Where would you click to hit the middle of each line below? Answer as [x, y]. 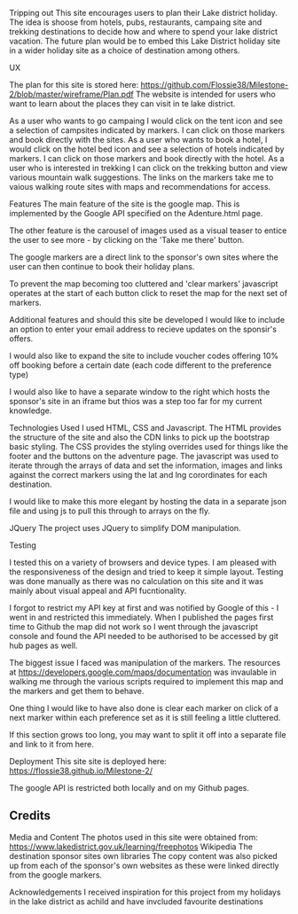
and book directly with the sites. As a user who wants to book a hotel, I [138, 140]
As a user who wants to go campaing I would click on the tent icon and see [146, 121]
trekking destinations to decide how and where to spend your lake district [143, 31]
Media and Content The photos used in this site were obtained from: [134, 837]
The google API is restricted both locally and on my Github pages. [129, 788]
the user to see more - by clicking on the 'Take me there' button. [127, 240]
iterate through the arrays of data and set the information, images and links [146, 465]
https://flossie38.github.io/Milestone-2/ [81, 771]
